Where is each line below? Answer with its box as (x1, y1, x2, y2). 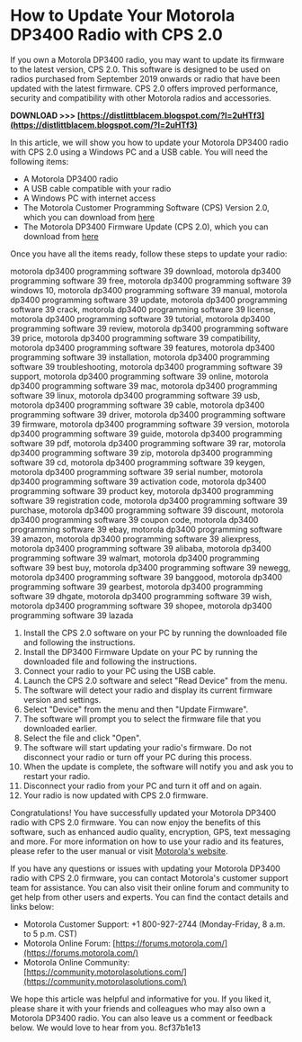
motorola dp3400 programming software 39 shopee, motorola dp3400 (10, 600, 272, 611)
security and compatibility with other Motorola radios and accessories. (10, 92, 272, 103)
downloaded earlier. (22, 723, 98, 733)
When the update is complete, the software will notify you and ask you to (22, 761, 294, 772)
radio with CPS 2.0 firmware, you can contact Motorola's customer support (10, 872, 289, 883)
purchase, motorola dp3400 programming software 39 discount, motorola (10, 505, 284, 516)
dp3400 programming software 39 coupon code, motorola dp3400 (10, 514, 259, 525)
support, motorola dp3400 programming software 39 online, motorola (10, 371, 269, 382)
